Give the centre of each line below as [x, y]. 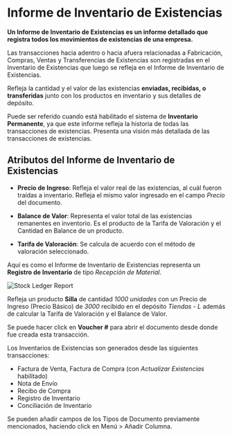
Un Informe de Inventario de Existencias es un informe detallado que [108, 32]
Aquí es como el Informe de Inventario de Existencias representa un [104, 265]
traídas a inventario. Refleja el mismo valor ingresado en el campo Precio [121, 195]
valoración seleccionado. [53, 251]
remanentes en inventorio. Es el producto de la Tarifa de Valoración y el [119, 223]
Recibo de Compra [44, 391]
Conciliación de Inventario [54, 405]
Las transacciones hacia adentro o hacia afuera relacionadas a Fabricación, [115, 53]
